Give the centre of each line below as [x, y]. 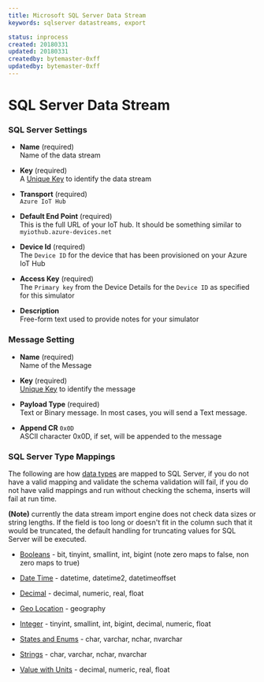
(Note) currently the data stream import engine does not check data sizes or [132, 513]
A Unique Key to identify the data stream [86, 179]
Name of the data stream [60, 155]
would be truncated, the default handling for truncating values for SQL [122, 530]
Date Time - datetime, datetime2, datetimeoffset [98, 578]
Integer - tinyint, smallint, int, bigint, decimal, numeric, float [115, 624]
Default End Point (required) [66, 217]
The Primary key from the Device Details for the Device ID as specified [134, 287]
